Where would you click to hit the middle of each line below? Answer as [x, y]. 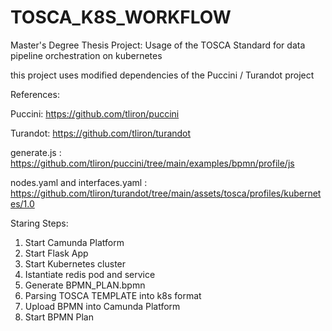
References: [35, 94]
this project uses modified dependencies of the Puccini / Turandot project [162, 75]
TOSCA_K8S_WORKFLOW [121, 17]
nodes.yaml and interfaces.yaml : [79, 182]
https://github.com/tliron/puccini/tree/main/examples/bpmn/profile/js [152, 163]
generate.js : [36, 152]
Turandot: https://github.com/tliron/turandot [101, 133]
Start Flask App [56, 253]
